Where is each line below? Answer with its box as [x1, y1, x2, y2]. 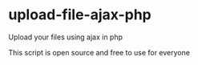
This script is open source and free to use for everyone [8, 47, 191, 57]
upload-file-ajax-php [8, 6, 152, 24]
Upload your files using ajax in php [8, 32, 123, 42]
